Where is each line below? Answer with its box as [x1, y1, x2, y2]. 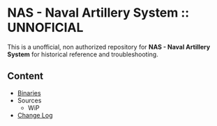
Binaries [17, 88, 41, 97]
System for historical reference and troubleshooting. [7, 50, 158, 58]
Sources [17, 96, 42, 104]
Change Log [17, 111, 54, 119]
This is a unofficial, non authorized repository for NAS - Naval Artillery [7, 42, 211, 51]
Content [7, 70, 44, 82]
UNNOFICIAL [7, 19, 84, 36]
